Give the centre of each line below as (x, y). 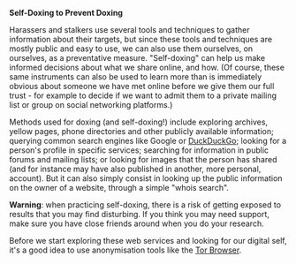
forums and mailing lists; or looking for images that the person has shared (143, 159)
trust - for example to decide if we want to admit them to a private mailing (143, 95)
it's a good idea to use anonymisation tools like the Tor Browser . (125, 250)
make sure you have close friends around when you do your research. (137, 223)
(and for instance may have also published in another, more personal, (135, 169)
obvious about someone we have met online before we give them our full (142, 86)
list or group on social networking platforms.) (91, 105)
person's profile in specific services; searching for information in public (139, 150)
